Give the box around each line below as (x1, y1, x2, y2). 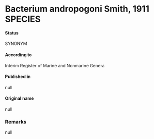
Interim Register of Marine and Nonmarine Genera (5, 62, 105, 68)
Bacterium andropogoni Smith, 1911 (5, 3, 149, 15)
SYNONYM (5, 41, 28, 46)
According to (5, 52, 32, 58)
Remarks (5, 118, 27, 125)
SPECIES (5, 14, 41, 25)
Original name (5, 95, 34, 101)
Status (5, 30, 19, 36)
